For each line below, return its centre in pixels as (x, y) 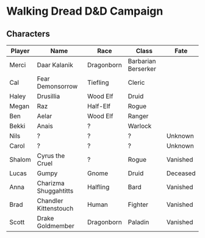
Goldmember (56, 226)
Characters (28, 34)
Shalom (20, 160)
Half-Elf (99, 106)
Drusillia (49, 96)
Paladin (138, 222)
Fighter (138, 204)
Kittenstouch (55, 208)
